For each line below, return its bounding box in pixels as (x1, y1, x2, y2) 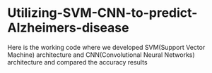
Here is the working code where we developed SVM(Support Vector (7, 43, 206, 51)
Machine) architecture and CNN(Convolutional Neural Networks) (7, 51, 196, 59)
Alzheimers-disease (7, 20, 129, 36)
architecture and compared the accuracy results (7, 58, 148, 66)
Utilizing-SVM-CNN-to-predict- (7, 5, 198, 21)
